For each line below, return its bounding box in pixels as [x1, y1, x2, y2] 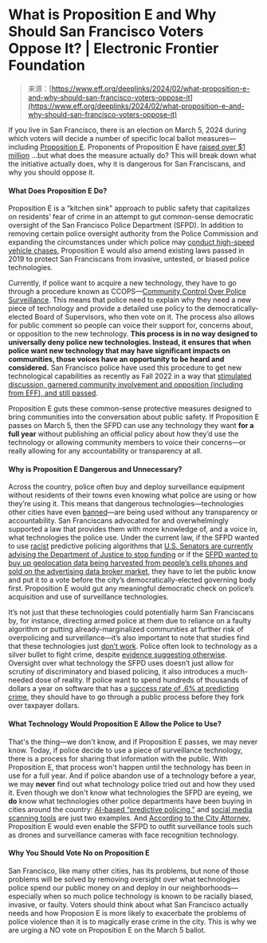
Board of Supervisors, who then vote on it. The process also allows [34, 312, 255, 322]
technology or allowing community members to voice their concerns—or [8, 438, 246, 447]
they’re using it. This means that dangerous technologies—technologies [8, 499, 245, 509]
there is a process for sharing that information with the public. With [8, 753, 229, 763]
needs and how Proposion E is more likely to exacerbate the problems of [8, 908, 247, 917]
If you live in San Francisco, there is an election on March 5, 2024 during [8, 125, 247, 135]
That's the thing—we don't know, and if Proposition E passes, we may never [8, 737, 258, 746]
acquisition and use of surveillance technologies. [8, 592, 169, 602]
